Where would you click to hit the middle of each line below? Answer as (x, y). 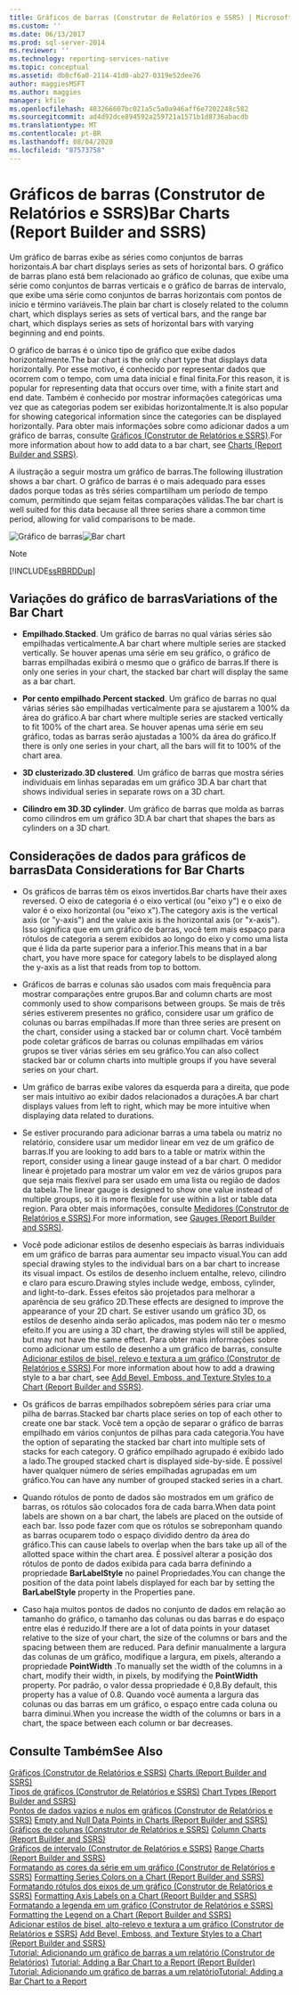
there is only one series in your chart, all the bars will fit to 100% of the (152, 746)
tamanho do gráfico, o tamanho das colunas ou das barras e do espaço (153, 1619)
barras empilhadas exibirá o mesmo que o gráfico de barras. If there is (150, 663)
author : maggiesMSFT (48, 84)
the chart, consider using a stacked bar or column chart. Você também (152, 1032)
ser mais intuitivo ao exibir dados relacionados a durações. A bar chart (150, 1097)
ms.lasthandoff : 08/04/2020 (61, 142)
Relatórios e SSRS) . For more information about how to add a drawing (149, 1368)
